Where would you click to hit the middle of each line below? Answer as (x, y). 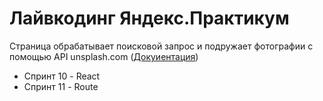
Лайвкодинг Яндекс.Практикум (149, 18)
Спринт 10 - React (62, 76)
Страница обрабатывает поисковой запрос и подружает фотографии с (161, 46)
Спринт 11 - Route (61, 86)
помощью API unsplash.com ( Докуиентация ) (104, 56)
